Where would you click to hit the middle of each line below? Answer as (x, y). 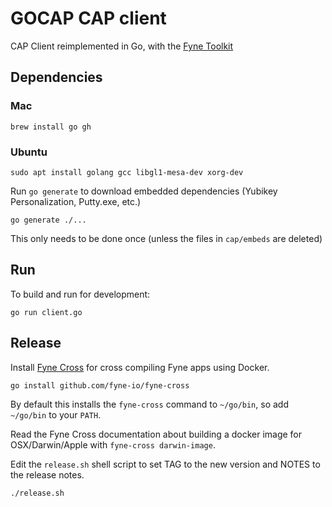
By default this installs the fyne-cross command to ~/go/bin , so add (149, 404)
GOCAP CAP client (88, 18)
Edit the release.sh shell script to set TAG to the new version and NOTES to (165, 464)
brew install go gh (51, 127)
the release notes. (47, 474)
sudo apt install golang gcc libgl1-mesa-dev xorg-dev (127, 172)
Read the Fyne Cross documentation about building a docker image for (156, 434)
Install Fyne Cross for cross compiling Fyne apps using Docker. (140, 367)
